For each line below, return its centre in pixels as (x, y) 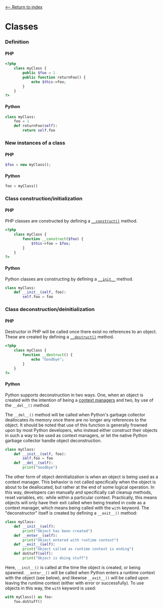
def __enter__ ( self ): (36, 535)
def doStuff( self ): (34, 554)
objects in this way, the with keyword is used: (51, 588)
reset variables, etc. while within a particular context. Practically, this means (81, 497)
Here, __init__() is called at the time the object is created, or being (73, 567)
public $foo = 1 (39, 73)
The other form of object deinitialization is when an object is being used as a (81, 477)
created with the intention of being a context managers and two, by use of (79, 400)
